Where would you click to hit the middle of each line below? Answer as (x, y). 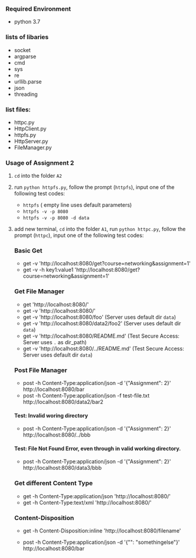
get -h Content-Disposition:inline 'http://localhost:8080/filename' (102, 531)
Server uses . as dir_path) (55, 342)
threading (26, 94)
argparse (25, 56)
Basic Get (28, 251)
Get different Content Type (53, 483)
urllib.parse (28, 81)
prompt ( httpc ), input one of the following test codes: (79, 235)
